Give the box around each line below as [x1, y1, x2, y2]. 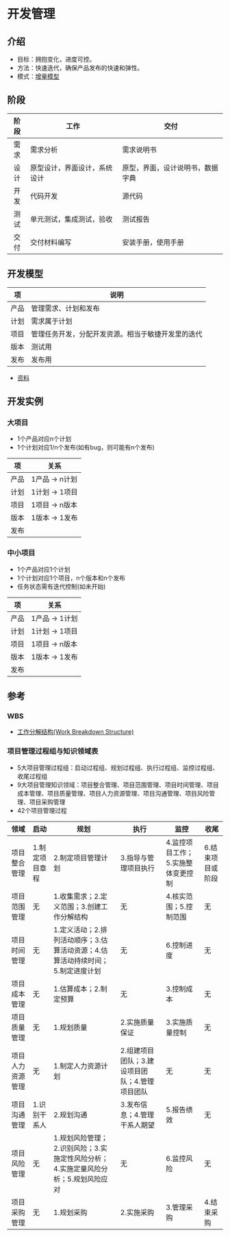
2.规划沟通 [53, 1110, 88, 1119]
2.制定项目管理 [53, 853, 101, 862]
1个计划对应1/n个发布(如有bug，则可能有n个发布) [16, 443, 155, 452]
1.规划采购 [53, 1208, 88, 1217]
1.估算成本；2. [53, 984, 101, 994]
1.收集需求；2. [53, 892, 101, 901]
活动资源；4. [60, 945, 101, 955]
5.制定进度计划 [53, 966, 101, 975]
